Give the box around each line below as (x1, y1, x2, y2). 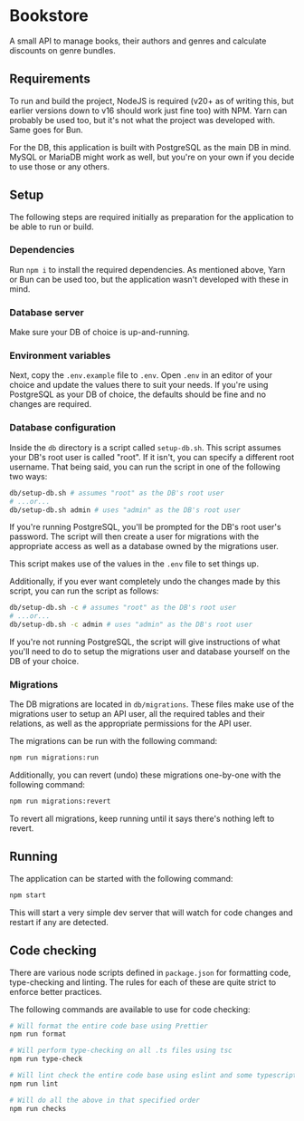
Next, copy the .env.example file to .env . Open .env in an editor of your (9, 370, 273, 381)
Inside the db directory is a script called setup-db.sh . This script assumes (9, 441, 282, 453)
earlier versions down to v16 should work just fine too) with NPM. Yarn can (9, 105, 288, 116)
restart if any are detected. (9, 916, 109, 927)
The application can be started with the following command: (9, 873, 233, 884)
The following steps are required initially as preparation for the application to (9, 211, 294, 222)
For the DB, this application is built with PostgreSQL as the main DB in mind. (9, 141, 291, 152)
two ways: (9, 470, 48, 481)
